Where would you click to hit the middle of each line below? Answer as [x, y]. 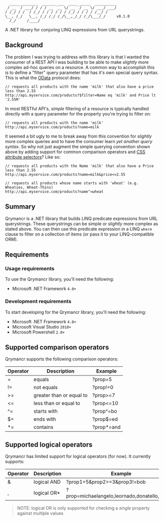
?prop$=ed [105, 419]
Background [24, 45]
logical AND [47, 482]
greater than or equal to [61, 395]
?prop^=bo [105, 411]
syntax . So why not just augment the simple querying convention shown [78, 146]
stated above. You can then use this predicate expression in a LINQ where [79, 229]
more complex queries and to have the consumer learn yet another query [79, 141]
